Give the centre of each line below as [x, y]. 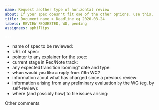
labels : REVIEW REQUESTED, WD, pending [46, 23]
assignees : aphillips [27, 28]
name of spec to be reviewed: [42, 46]
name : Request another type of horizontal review [57, 10]
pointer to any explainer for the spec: [50, 57]
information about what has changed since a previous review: [75, 78]
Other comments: [23, 103]
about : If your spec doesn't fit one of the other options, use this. [79, 14]
